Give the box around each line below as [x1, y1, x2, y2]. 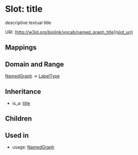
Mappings [5, 43, 37, 52]
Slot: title [5, 3, 43, 15]
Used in [5, 131, 29, 139]
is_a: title [12, 100, 30, 106]
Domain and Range [5, 60, 64, 68]
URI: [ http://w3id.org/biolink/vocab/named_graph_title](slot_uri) [5, 29, 134, 35]
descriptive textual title [5, 20, 52, 26]
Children [5, 114, 32, 123]
